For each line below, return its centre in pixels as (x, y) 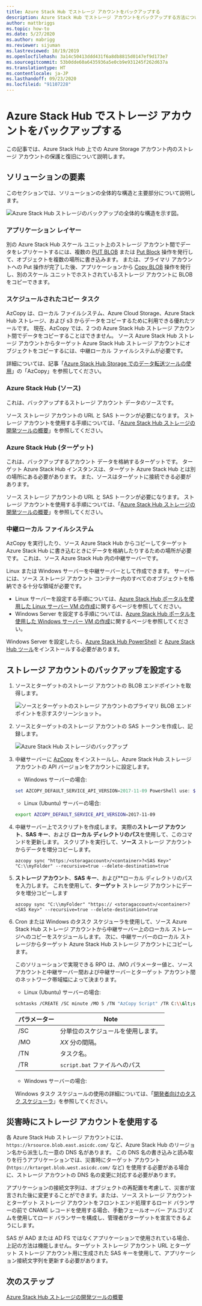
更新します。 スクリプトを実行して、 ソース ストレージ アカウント (112, 842)
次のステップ (30, 1281)
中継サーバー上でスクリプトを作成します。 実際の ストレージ (89, 827)
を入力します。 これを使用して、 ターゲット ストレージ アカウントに (98, 885)
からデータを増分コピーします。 (54, 849)
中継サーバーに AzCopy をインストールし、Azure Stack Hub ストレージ (103, 759)
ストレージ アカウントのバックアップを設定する (94, 670)
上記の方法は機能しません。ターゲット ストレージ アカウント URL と (91, 1246)
